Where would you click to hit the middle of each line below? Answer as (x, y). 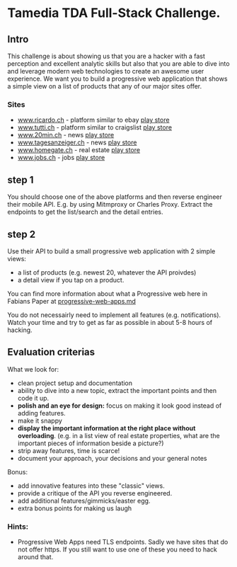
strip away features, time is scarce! (69, 450)
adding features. (41, 413)
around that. (35, 557)
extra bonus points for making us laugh (75, 508)
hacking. (20, 330)
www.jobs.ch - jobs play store (61, 158)
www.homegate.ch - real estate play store (79, 150)
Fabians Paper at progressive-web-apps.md (72, 301)
